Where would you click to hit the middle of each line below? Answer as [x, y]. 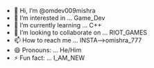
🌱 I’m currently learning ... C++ [58, 25]
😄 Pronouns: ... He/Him [48, 50]
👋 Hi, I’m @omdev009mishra [54, 11]
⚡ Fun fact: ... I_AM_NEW [49, 58]
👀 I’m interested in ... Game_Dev [59, 18]
